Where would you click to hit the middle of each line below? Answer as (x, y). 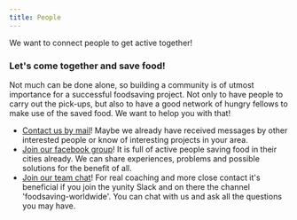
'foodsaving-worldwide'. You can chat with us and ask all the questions (152, 196)
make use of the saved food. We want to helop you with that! (120, 113)
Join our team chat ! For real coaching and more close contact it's (141, 177)
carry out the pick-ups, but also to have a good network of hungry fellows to (148, 104)
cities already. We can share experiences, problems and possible (141, 158)
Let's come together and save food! (87, 66)
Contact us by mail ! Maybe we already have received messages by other (155, 130)
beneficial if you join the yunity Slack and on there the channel (136, 186)
